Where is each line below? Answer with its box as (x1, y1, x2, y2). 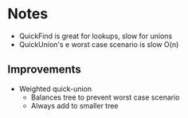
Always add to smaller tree (30, 100, 119, 110)
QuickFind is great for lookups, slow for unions (18, 31, 173, 41)
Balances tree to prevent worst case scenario (30, 92, 180, 102)
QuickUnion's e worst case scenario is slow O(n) (18, 39, 179, 49)
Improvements (7, 63, 81, 77)
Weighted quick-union (18, 84, 92, 93)
